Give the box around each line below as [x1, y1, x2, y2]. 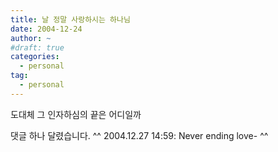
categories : [10, 52, 60, 62]
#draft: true [10, 42, 65, 53]
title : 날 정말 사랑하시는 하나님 [10, 14, 131, 25]
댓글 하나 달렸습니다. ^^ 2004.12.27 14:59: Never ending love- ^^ [10, 129, 269, 141]
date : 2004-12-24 [10, 24, 83, 34]
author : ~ [10, 33, 52, 43]
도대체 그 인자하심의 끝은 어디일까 [10, 108, 142, 120]
